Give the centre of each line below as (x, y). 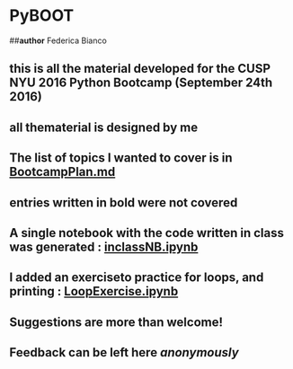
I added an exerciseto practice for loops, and (137, 278)
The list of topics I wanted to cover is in (121, 158)
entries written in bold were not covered (124, 202)
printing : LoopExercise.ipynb (94, 291)
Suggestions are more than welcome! (116, 322)
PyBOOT (42, 16)
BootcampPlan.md (62, 172)
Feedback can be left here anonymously (124, 352)
